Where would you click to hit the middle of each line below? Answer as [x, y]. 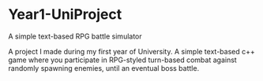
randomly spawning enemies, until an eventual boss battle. [104, 68]
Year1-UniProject [65, 15]
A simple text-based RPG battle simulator [75, 36]
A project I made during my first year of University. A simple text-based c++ [131, 51]
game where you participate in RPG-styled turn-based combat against [122, 60]
